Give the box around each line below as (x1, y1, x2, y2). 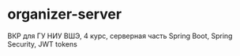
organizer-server (7, 5, 122, 23)
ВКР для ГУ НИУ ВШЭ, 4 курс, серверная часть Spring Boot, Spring (7, 31, 233, 40)
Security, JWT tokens (7, 39, 78, 48)
